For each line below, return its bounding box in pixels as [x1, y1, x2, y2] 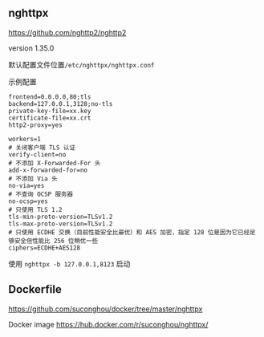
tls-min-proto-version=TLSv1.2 [8, 213, 113, 221]
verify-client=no [8, 150, 67, 159]
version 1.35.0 [8, 43, 55, 53]
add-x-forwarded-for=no [8, 166, 88, 174]
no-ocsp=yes [8, 197, 48, 205]
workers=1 [8, 135, 42, 143]
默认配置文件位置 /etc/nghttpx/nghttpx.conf [8, 59, 155, 69]
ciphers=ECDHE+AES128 [8, 244, 81, 252]
